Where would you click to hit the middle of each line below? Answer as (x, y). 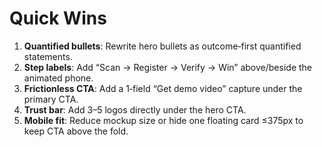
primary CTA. (51, 99)
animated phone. (58, 78)
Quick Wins (58, 18)
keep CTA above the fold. (76, 131)
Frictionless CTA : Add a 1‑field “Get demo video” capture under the (163, 88)
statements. (48, 56)
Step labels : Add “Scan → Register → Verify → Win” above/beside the (167, 67)
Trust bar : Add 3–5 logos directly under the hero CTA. (135, 109)
